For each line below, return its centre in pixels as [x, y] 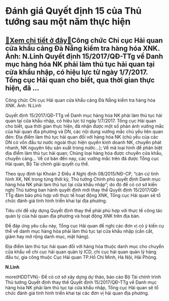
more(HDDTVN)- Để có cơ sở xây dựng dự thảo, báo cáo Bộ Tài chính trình [83, 277]
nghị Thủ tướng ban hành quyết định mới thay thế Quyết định [69, 190]
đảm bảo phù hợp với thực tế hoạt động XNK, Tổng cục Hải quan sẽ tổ [88, 195]
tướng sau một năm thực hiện [68, 22]
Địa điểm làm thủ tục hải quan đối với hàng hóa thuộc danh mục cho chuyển [85, 246]
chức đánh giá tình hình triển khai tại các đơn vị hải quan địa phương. [77, 293]
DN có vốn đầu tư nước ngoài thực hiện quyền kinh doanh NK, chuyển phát [83, 142]
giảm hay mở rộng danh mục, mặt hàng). [48, 237]
